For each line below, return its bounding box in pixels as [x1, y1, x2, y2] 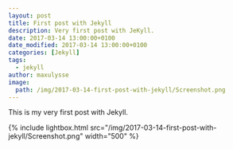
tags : [8, 57, 26, 65]
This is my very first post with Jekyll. [8, 108, 129, 117]
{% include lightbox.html [8, 123, 89, 132]
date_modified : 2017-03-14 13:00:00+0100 [8, 41, 148, 49]
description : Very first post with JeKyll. [8, 26, 155, 34]
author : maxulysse [8, 71, 69, 79]
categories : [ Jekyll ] [8, 49, 80, 57]
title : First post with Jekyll [8, 19, 112, 27]
